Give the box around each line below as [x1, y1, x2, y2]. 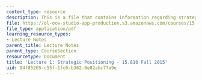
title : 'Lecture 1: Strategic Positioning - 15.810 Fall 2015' [6, 59, 168, 65]
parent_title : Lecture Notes [6, 43, 79, 49]
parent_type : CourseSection [6, 48, 77, 54]
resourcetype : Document [6, 54, 66, 60]
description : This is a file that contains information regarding [6, 14, 176, 20]
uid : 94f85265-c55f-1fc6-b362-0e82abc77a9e [6, 64, 117, 71]
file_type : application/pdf [6, 25, 77, 32]
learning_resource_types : [6, 31, 71, 37]
